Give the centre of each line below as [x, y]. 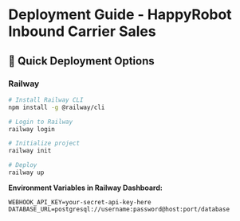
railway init [30, 151]
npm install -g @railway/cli [57, 107]
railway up [26, 173]
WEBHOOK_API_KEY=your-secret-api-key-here [80, 202]
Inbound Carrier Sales [83, 31]
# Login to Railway [41, 122]
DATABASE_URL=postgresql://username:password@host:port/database [119, 209]
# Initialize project [44, 143]
